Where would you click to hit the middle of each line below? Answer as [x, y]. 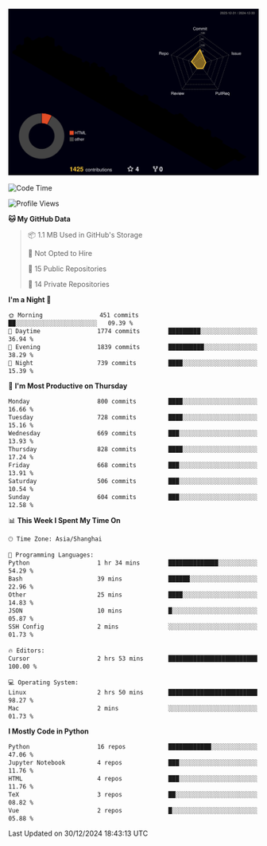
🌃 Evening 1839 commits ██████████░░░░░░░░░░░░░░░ [133, 348]
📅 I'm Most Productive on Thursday [68, 386]
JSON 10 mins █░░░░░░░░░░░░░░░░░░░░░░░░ [133, 611]
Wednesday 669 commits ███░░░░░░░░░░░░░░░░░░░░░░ [133, 434]
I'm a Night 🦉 [30, 300]
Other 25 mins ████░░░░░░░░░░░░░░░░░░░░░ [133, 595]
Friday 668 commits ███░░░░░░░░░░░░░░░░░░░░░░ [133, 466]
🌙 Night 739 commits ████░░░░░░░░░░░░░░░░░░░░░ [133, 364]
